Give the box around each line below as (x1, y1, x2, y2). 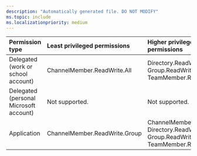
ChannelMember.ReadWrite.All (46, 66, 132, 74)
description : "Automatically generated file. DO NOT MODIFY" (6, 8, 159, 15)
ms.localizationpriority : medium (6, 19, 88, 25)
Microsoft (9, 101, 36, 110)
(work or (9, 63, 33, 71)
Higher (147, 38, 167, 46)
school (9, 70, 28, 78)
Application (9, 130, 40, 138)
